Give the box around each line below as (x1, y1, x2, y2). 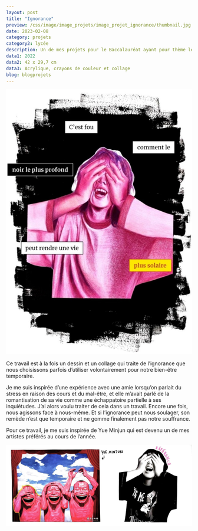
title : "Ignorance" (6, 15, 54, 22)
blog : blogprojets (6, 71, 51, 78)
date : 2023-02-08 (6, 28, 49, 34)
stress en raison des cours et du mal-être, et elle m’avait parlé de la (6, 390, 170, 398)
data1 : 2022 (6, 53, 35, 59)
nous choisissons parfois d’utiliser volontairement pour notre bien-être (6, 366, 177, 373)
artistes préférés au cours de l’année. (6, 433, 97, 440)
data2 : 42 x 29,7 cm (6, 59, 57, 65)
